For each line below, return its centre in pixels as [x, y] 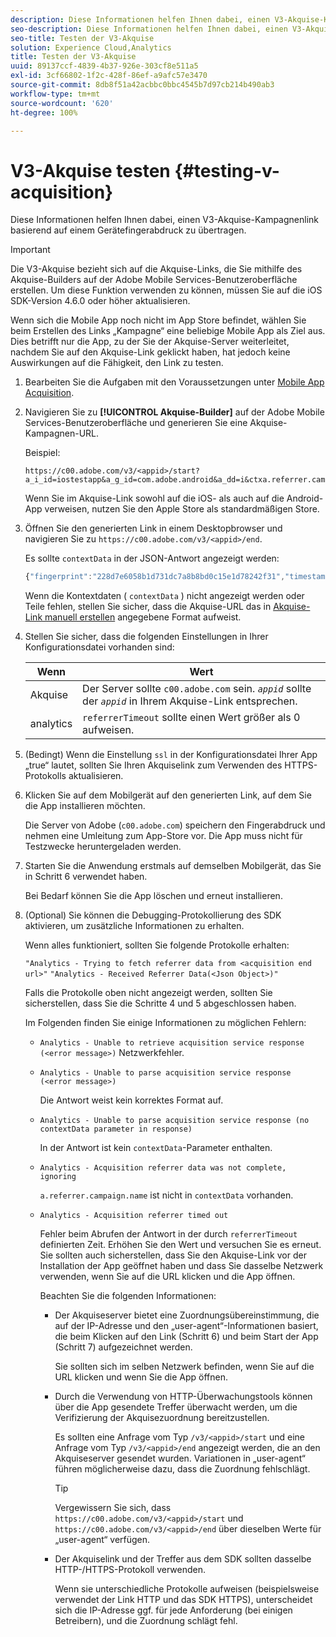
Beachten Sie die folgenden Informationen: [128, 1296]
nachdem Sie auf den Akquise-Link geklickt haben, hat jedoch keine [150, 352]
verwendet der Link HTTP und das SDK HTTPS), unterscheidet [183, 1600]
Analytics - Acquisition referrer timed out [134, 1216]
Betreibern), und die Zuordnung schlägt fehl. [146, 1621]
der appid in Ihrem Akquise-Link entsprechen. [190, 701]
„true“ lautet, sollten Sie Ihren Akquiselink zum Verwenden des [153, 765]
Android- [305, 498]
